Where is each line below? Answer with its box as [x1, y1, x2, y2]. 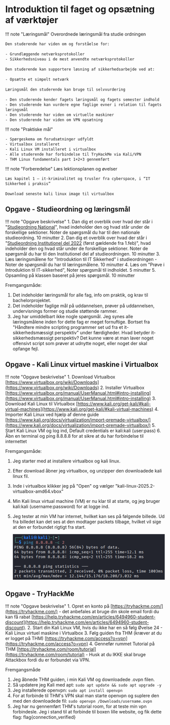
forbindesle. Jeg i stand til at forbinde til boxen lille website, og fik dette [12, 708, 162, 714]
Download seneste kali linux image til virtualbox [5, 191, 114, 196]
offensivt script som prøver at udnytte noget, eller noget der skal [12, 340, 148, 346]
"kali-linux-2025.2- [115, 483, 155, 489]
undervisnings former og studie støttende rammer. [12, 308, 118, 314]
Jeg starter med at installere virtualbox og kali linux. [12, 458, 120, 464]
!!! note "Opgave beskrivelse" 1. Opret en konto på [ [5, 603, 112, 609]
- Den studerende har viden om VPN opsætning [5, 117, 103, 122]
